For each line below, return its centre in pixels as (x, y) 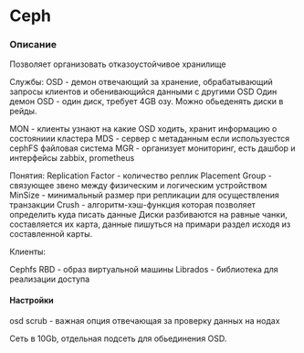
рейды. (23, 112)
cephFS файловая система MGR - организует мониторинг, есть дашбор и (152, 148)
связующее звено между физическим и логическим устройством (138, 186)
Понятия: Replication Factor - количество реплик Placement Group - (141, 176)
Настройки (32, 300)
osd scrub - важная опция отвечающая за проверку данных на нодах (145, 320)
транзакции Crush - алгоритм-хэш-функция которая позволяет (132, 205)
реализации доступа (50, 279)
